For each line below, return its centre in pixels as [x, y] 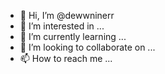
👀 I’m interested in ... [62, 26]
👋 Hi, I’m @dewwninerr [67, 15]
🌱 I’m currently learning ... [73, 36]
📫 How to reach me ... [66, 58]
